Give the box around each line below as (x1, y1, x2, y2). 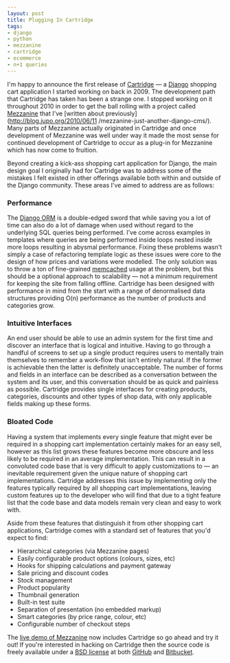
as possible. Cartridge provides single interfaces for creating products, (7, 385, 207, 394)
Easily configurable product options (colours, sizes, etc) (16, 554, 176, 562)
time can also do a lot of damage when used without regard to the (7, 221, 194, 229)
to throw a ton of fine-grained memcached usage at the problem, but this (7, 265, 214, 273)
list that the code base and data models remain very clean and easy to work (7, 498, 222, 506)
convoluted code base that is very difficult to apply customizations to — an (7, 462, 219, 470)
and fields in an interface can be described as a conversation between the (7, 370, 218, 379)
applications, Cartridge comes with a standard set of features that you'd (7, 526, 211, 535)
